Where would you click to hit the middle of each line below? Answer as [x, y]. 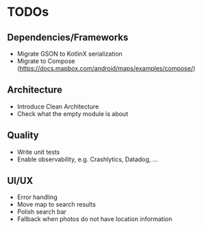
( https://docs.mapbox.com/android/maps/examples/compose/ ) [106, 68]
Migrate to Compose [46, 61]
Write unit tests [38, 152]
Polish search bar [42, 212]
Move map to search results [56, 205]
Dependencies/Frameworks [68, 37]
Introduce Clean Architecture [58, 106]
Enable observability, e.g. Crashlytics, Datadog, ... [87, 159]
